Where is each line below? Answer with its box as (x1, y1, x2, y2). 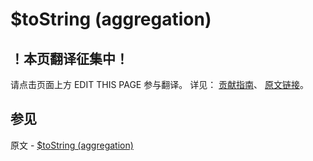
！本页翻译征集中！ (10, 50, 129, 67)
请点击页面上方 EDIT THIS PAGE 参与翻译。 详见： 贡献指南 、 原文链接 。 (10, 79, 310, 90)
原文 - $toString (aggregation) (10, 139, 134, 151)
